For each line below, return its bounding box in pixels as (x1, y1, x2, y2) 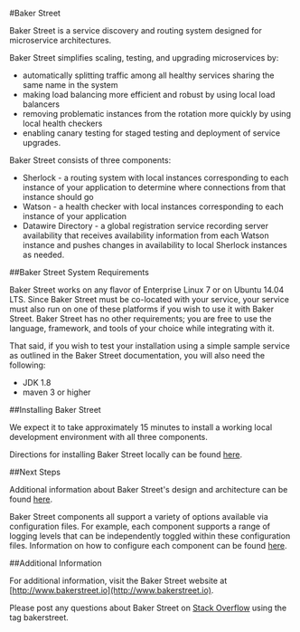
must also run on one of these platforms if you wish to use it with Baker (9, 303, 274, 314)
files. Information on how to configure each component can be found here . (9, 541, 287, 551)
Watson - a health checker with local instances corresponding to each (22, 201, 285, 212)
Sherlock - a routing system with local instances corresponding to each (22, 172, 289, 183)
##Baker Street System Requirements (9, 267, 149, 277)
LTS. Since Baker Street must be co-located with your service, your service (9, 294, 289, 304)
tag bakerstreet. (9, 612, 70, 623)
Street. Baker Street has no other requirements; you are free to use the (9, 313, 272, 324)
